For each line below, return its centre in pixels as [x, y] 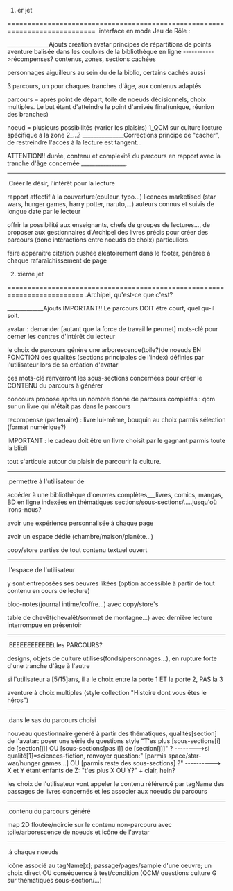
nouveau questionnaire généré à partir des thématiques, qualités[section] [112, 733]
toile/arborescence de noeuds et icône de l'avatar [79, 832]
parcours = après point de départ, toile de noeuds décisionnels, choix [107, 99]
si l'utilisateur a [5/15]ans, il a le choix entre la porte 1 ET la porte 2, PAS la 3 [115, 679]
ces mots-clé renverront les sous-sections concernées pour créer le [105, 378]
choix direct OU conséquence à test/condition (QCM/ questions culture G [112, 873]
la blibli [17, 448]
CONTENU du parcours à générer [55, 385]
